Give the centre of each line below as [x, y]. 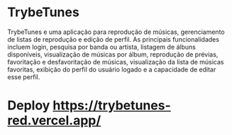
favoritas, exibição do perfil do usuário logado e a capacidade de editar [112, 69]
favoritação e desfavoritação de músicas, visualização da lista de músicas [116, 61]
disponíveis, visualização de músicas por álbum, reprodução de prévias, [113, 54]
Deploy [29, 106]
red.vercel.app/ [54, 121]
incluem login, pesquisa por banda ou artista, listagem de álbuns [102, 47]
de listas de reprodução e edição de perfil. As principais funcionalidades [114, 39]
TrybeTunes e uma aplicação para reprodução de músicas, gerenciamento [116, 32]
